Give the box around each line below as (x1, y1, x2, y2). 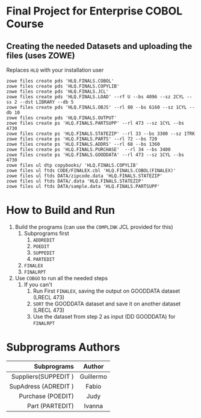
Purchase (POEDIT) (19, 391, 74, 400)
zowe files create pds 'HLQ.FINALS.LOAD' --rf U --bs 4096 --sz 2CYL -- (6, 94, 193, 100)
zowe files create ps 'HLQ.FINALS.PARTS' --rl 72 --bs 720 (6, 136, 158, 142)
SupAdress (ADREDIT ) (9, 382, 74, 390)
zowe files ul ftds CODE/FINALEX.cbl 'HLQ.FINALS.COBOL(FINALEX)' (6, 167, 176, 173)
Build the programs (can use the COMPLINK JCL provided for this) (14, 223, 173, 230)
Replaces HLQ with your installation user (6, 66, 104, 73)
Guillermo (79, 372, 107, 381)
